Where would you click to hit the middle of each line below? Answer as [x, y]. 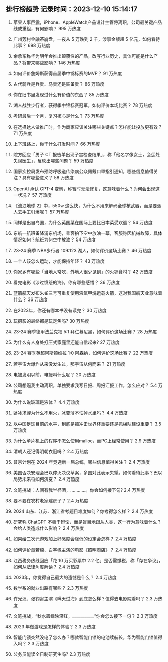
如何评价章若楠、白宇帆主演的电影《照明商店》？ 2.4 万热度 [75, 550]
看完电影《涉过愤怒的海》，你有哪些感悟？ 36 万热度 [66, 282]
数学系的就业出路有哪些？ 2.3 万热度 [50, 588]
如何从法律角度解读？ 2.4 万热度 [46, 567]
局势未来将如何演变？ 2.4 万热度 [46, 479]
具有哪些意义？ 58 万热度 [48, 177]
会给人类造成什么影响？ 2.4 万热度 [48, 528]
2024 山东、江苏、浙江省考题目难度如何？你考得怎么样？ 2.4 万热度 [83, 511]
